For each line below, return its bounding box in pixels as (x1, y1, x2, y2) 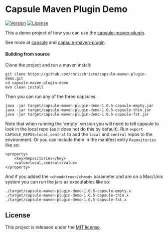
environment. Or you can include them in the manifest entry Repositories (5, 136, 156, 143)
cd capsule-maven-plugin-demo (5, 80, 69, 85)
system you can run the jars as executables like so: (5, 179, 111, 185)
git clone (5, 71, 26, 77)
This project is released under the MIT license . (5, 224, 101, 230)
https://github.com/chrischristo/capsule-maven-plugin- (27, 71, 147, 77)
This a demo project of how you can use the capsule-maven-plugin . (5, 29, 145, 35)
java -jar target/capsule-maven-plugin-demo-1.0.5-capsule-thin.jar (5, 107, 151, 113)
